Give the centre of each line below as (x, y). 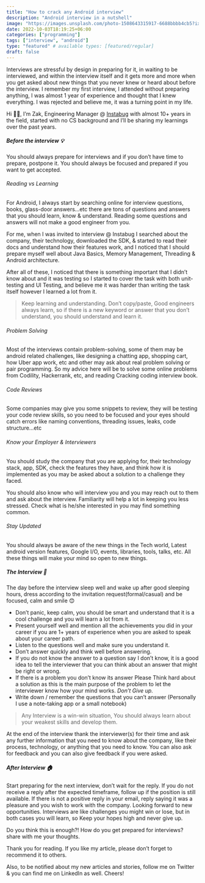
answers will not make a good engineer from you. (68, 222)
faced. (14, 480)
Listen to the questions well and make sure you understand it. (92, 645)
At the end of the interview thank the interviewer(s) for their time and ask (98, 733)
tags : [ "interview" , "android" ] (47, 40)
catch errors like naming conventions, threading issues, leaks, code (91, 422)
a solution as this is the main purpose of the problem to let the (93, 684)
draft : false (23, 52)
